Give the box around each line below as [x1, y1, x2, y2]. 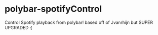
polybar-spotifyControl [4, 3, 102, 15]
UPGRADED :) [4, 24, 33, 30]
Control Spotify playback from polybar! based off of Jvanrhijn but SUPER [4, 19, 153, 25]
